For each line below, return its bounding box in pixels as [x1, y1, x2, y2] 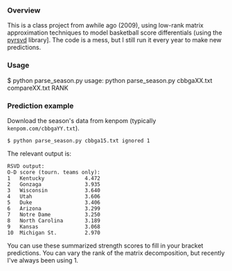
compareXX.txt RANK [7, 84, 69, 92]
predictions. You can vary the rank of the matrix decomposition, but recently [7, 248, 225, 257]
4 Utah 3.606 [7, 193, 100, 200]
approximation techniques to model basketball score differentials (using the [7, 28, 223, 37]
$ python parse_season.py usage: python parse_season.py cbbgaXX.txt [7, 76, 213, 84]
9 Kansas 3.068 [7, 223, 100, 230]
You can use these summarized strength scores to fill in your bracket [7, 241, 204, 250]
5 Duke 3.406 [7, 199, 100, 206]
